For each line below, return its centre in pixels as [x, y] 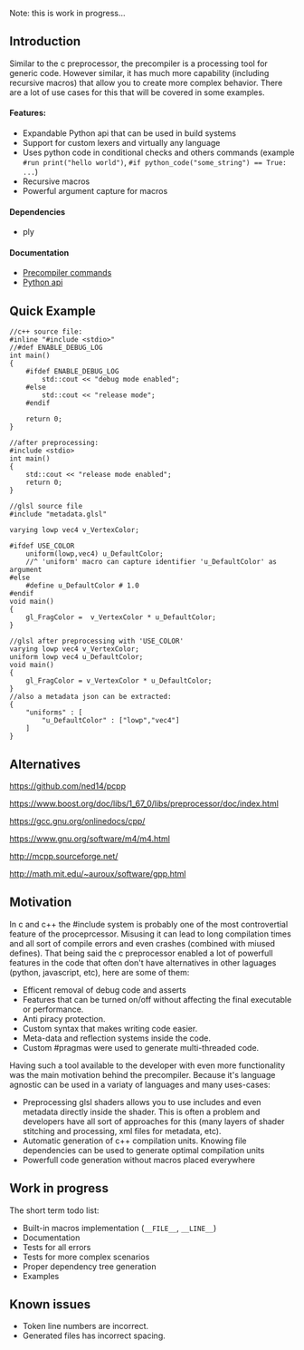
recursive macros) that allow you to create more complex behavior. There [146, 83]
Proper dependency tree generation [89, 1266]
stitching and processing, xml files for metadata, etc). [122, 1131]
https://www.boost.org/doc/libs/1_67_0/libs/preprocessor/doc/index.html [144, 804]
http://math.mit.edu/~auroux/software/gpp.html [98, 874]
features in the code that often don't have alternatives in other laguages [143, 962]
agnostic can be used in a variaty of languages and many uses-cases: [140, 1084]
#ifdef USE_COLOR [42, 546]
